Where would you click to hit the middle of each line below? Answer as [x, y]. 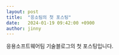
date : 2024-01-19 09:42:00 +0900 [51, 23]
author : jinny [24, 28]
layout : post [22, 12]
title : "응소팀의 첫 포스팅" [39, 17]
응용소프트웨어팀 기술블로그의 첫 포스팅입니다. [60, 46]
